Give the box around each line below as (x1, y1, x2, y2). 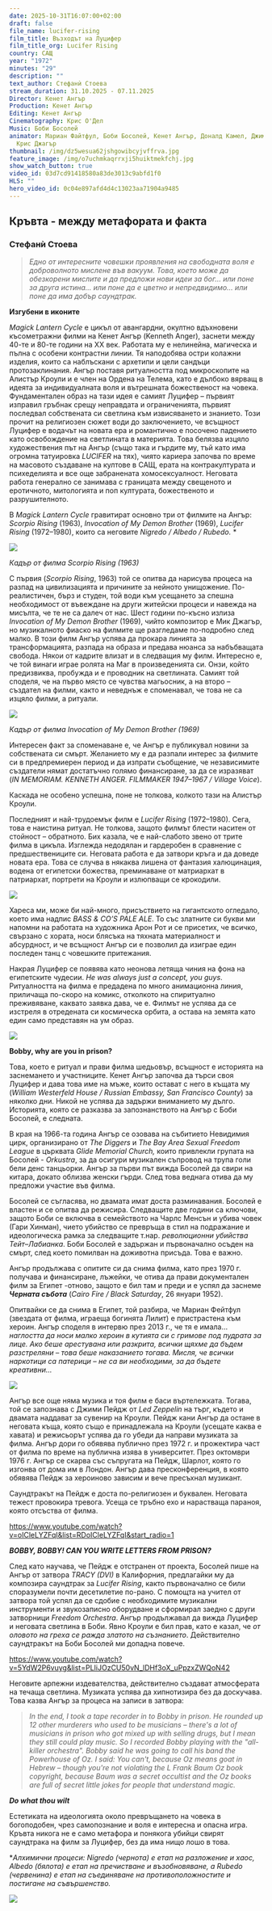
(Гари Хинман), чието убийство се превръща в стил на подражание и (9, 1222, 250, 1232)
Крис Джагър (16, 139, 57, 148)
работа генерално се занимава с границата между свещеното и (9, 478, 232, 487)
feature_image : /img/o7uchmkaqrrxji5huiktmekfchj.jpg (9, 154, 195, 162)
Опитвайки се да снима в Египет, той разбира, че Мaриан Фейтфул (9, 1305, 241, 1315)
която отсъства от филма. (9, 1506, 98, 1516)
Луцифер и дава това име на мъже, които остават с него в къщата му (9, 1080, 250, 1089)
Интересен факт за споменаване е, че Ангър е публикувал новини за (9, 740, 249, 750)
